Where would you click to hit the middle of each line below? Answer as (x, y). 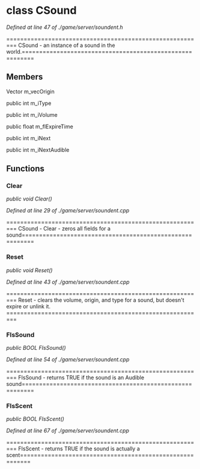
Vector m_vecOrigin (31, 92)
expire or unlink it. (29, 306)
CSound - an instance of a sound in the (66, 45)
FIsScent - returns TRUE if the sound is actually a (79, 449)
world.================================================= (99, 51)
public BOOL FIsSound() (36, 348)
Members (25, 77)
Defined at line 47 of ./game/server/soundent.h (65, 27)
